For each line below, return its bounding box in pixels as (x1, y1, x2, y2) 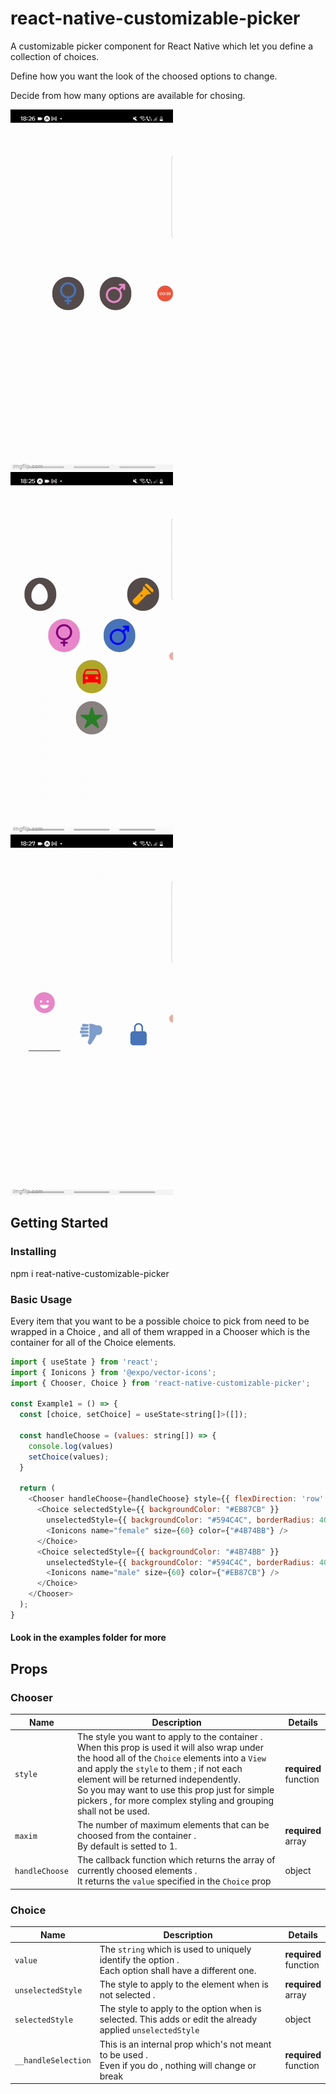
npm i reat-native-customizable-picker (10, 1267, 170, 1279)
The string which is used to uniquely (99, 1943, 252, 1955)
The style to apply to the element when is (99, 1978, 269, 1991)
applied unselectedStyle (99, 2024, 200, 2036)
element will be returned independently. (76, 1773, 241, 1785)
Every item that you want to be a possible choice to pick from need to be (10, 1315, 310, 1327)
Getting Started (10, 1215, 109, 1232)
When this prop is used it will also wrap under (76, 1741, 265, 1753)
